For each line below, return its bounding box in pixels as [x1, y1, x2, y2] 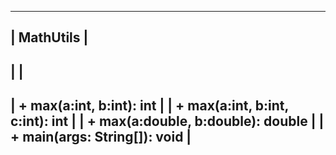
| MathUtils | [10, 29, 89, 46]
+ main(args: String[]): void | [10, 129, 192, 146]
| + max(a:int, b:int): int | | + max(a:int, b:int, [10, 97, 289, 115]
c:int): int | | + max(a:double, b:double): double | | [10, 113, 325, 130]
